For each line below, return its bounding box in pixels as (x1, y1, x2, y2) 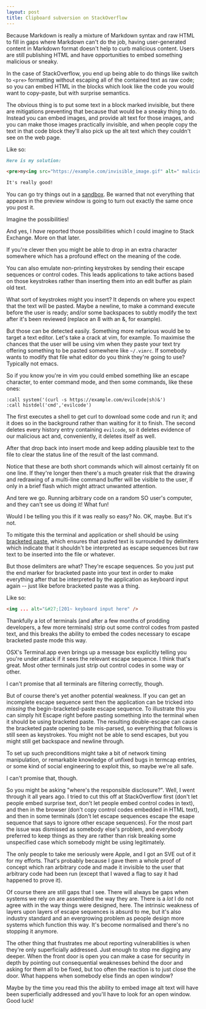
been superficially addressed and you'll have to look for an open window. (6, 991, 191, 998)
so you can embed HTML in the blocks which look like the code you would (6, 82, 194, 90)
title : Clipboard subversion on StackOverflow (6, 15, 128, 21)
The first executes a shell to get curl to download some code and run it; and (6, 413, 198, 421)
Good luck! (6, 997, 34, 1004)
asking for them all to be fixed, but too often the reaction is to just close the (6, 965, 196, 973)
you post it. (6, 204, 35, 211)
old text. (6, 284, 28, 292)
